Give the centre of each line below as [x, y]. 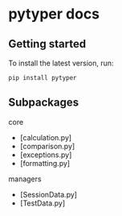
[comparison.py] [47, 146]
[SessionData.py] [49, 194]
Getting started [47, 44]
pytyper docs [54, 14]
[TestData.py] [43, 203]
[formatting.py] [45, 163]
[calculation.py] [46, 137]
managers [25, 179]
